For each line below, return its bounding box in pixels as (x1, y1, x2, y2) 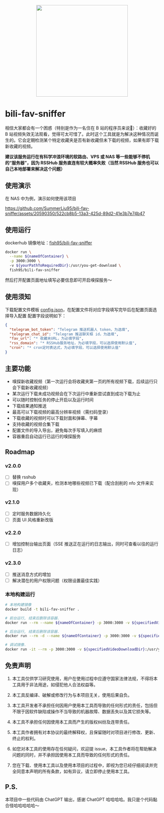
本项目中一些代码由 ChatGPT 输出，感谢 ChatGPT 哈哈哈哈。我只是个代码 (5, 796, 153, 802)
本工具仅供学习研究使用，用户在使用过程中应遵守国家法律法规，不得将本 (12, 675, 158, 681)
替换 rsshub (12, 474, 36, 480)
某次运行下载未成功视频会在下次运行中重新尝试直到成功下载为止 (12, 390, 141, 396)
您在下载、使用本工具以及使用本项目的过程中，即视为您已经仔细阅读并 (12, 762, 154, 768)
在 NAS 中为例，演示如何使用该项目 (5, 195, 77, 201)
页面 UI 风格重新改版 (12, 516, 54, 522)
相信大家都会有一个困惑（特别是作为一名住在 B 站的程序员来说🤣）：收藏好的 (5, 125, 157, 131)
